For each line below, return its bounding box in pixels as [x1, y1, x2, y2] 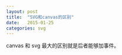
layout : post [6, 8, 38, 15]
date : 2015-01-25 [6, 20, 54, 25]
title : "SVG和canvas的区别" [6, 14, 74, 20]
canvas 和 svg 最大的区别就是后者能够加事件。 [6, 42, 120, 49]
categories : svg [6, 25, 46, 31]
